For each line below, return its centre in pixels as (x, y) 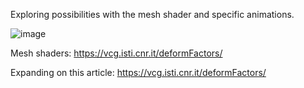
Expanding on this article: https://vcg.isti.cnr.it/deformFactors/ (138, 72)
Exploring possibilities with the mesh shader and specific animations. (152, 14)
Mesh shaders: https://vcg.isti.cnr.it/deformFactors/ (116, 53)
